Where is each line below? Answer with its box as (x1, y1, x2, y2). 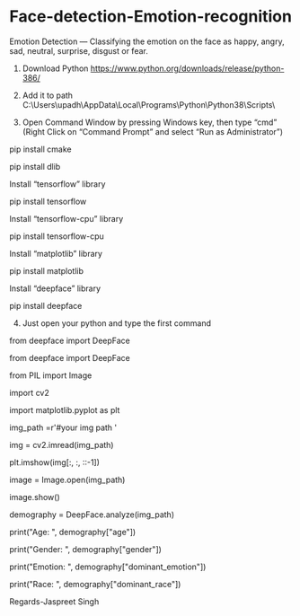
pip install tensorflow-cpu (9, 231, 105, 242)
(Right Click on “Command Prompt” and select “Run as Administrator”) (22, 126, 284, 136)
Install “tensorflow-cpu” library (9, 213, 124, 224)
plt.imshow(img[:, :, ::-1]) (9, 456, 101, 468)
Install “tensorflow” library (9, 178, 106, 189)
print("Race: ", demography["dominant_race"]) (9, 578, 181, 589)
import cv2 (9, 387, 49, 398)
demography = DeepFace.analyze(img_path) (9, 509, 175, 520)
